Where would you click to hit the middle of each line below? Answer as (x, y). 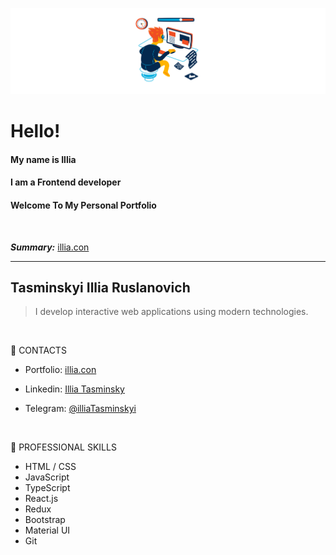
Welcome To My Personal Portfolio (83, 205)
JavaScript (47, 477)
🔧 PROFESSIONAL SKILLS (63, 447)
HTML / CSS (50, 467)
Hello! (35, 131)
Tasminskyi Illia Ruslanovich (100, 287)
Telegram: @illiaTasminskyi (80, 409)
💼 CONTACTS (38, 350)
